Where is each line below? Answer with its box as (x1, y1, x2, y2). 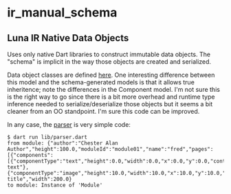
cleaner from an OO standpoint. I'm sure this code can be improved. (7, 108, 200, 115)
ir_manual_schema (7, 5, 118, 21)
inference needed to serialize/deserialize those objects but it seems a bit (7, 100, 213, 108)
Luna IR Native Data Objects (7, 32, 129, 44)
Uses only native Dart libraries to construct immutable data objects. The (7, 50, 211, 58)
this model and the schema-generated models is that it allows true (7, 78, 195, 86)
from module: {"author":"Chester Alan (7, 140, 118, 147)
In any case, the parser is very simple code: (7, 121, 131, 128)
